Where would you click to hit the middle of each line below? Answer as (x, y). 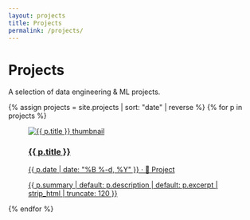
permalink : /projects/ (46, 30)
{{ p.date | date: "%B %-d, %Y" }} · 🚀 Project (102, 169)
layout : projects (37, 16)
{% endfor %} (31, 209)
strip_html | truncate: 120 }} (73, 193)
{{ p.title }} (49, 152)
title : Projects (35, 23)
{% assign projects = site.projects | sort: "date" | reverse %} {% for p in (125, 108)
